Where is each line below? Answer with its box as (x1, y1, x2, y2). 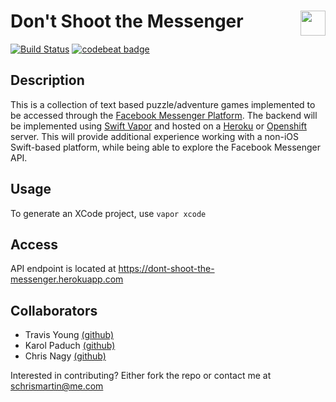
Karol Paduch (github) (24, 340, 116, 352)
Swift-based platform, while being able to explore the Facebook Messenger (10, 141, 322, 153)
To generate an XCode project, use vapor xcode (10, 207, 207, 219)
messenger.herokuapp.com (10, 273, 124, 285)
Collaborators (10, 302, 98, 319)
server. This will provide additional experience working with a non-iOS (10, 130, 300, 142)
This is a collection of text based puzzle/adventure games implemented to (10, 98, 316, 110)
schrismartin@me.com (10, 380, 104, 392)
